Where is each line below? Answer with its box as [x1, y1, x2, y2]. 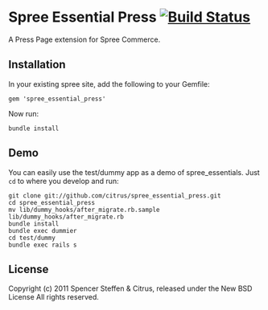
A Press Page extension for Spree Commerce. [8, 35, 161, 44]
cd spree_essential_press [8, 198, 95, 206]
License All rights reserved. [8, 292, 99, 302]
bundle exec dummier [8, 226, 78, 235]
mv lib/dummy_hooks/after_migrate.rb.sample [8, 206, 160, 214]
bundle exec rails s [8, 241, 78, 249]
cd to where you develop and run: [8, 176, 119, 186]
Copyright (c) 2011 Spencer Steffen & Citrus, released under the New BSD [8, 283, 253, 293]
